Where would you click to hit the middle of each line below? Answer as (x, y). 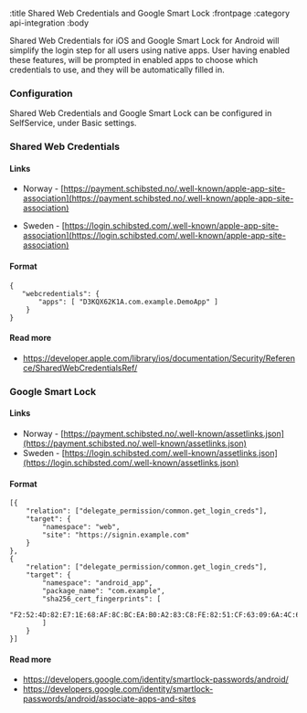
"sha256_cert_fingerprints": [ (102, 599)
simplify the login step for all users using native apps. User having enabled (150, 50)
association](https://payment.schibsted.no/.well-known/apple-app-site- (158, 198)
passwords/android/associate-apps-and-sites (109, 699)
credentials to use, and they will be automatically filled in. (117, 69)
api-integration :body (49, 23)
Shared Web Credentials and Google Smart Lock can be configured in (141, 113)
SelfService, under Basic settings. (73, 123)
